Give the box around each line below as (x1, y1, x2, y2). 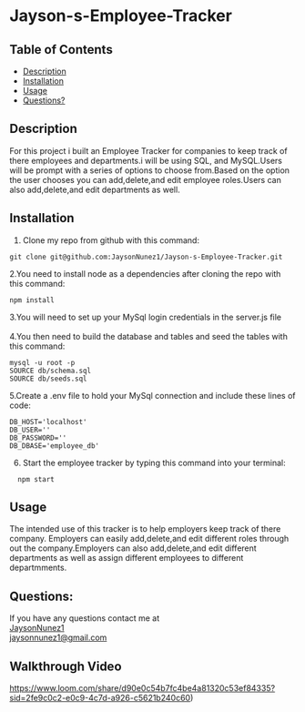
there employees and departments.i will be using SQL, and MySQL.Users (9, 155, 282, 166)
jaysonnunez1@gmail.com (9, 632, 107, 643)
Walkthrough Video (9, 658, 122, 674)
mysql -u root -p (9, 358, 76, 367)
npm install (9, 295, 55, 305)
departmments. (9, 562, 67, 574)
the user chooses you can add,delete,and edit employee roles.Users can (9, 174, 282, 185)
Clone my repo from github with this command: (22, 234, 200, 246)
